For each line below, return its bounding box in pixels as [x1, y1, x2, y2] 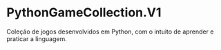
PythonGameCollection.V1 [6, 5, 162, 21]
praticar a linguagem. [6, 34, 67, 42]
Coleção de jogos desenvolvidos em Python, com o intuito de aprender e [6, 27, 214, 36]
